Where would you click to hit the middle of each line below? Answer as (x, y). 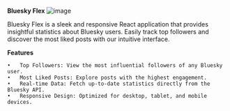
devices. (20, 102)
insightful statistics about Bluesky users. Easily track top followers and (108, 32)
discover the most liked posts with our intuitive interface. (89, 39)
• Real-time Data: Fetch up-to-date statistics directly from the (109, 84)
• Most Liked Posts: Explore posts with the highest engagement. (107, 77)
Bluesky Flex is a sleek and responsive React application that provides (108, 24)
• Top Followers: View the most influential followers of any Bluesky (115, 66)
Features (20, 53)
